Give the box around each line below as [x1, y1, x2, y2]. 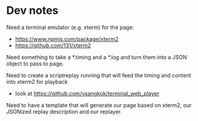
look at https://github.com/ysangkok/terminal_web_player [15, 90, 160, 97]
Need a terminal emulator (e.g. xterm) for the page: [6, 24, 135, 31]
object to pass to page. [6, 60, 64, 67]
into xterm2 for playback [6, 78, 68, 85]
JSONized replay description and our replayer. [6, 108, 123, 115]
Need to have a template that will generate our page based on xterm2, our [6, 101, 192, 109]
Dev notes [6, 4, 59, 18]
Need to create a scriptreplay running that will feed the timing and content [6, 71, 191, 79]
